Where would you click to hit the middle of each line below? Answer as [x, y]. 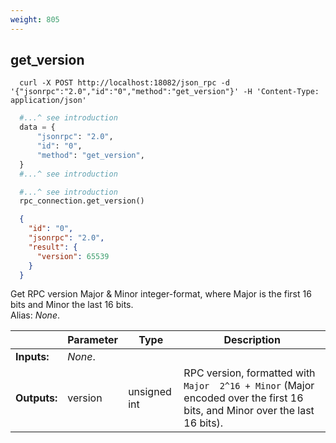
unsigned [150, 392]
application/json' [48, 101]
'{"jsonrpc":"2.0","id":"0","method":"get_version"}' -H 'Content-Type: [165, 92]
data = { [37, 127]
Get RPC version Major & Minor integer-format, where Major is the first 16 [161, 294]
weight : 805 [35, 19]
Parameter [93, 340]
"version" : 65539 [73, 256]
